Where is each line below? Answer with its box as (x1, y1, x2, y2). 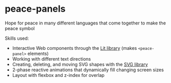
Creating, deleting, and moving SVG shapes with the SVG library (12, 61, 148, 67)
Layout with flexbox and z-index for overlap (12, 72, 105, 78)
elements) (27, 50, 49, 57)
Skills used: (5, 35, 29, 41)
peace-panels (5, 3, 66, 15)
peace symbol (5, 25, 35, 31)
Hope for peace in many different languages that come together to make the (5, 20, 166, 26)
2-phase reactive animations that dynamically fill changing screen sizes (12, 67, 164, 73)
